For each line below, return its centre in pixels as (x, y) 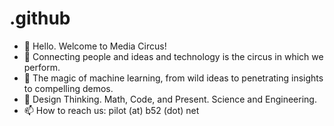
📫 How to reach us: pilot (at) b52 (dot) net (111, 110)
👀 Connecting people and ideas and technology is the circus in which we (173, 56)
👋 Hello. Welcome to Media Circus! (95, 46)
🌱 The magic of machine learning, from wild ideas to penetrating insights (173, 78)
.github (40, 18)
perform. (42, 67)
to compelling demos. (68, 88)
